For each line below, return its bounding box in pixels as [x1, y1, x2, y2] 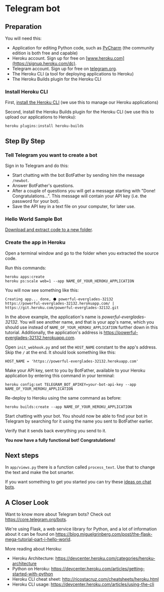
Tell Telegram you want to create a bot [5, 151, 98, 158]
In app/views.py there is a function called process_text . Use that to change [5, 464, 155, 470]
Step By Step [5, 137, 45, 145]
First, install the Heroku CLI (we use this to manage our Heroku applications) [5, 99, 159, 105]
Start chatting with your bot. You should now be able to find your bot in [5, 413, 148, 419]
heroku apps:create [5, 274, 45, 279]
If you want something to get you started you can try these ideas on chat [5, 479, 151, 485]
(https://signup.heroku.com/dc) [12, 61, 76, 66]
